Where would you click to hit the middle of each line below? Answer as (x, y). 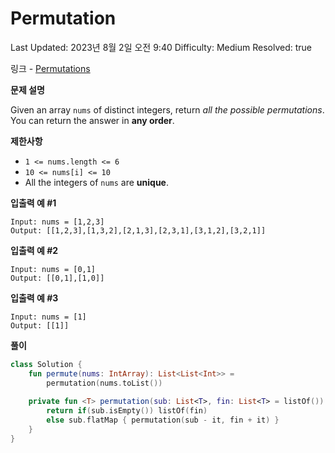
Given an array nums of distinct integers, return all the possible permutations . (167, 109)
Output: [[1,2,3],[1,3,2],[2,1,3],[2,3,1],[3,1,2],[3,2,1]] (138, 230)
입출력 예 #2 (34, 250)
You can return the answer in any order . (92, 120)
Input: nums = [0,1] (53, 269)
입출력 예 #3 (34, 298)
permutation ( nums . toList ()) (104, 383)
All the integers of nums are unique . (96, 182)
